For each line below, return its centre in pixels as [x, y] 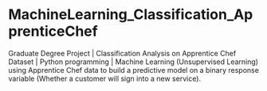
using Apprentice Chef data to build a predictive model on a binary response [133, 70]
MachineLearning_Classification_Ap [131, 15]
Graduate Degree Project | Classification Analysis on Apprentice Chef [122, 53]
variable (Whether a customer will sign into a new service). [105, 78]
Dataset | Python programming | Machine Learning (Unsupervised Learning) [133, 62]
